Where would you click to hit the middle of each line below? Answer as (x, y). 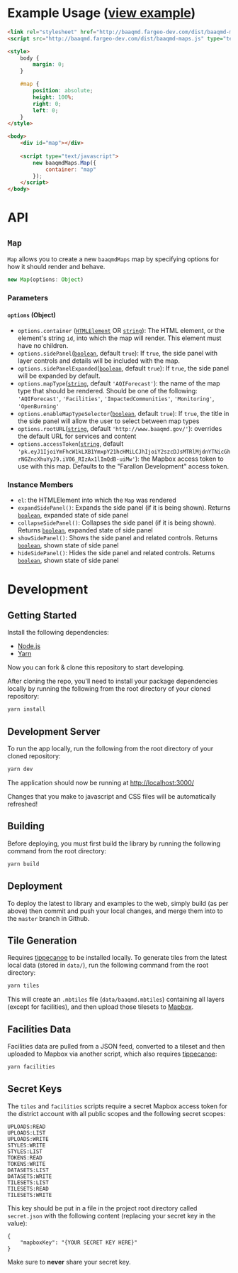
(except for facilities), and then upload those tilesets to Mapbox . (101, 1007)
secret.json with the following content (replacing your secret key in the (112, 1215)
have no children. (43, 346)
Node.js (29, 646)
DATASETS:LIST (28, 1170)
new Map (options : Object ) (45, 280)
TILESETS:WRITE (30, 1195)
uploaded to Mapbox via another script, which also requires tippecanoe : (112, 1054)
